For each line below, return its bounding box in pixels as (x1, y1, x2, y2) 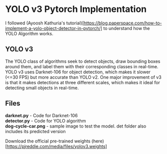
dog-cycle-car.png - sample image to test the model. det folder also (5, 123, 147, 129)
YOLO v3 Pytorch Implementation (5, 3, 147, 15)
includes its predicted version (5, 128, 66, 134)
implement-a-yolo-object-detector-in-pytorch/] (5, 25, 103, 31)
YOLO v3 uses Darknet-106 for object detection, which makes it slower (5, 69, 151, 75)
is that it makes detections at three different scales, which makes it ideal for (5, 79, 161, 85)
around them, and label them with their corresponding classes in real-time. (5, 63, 159, 69)
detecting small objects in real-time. (5, 85, 79, 91)
